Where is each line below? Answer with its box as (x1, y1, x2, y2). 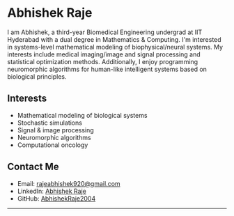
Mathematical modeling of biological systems (17, 111, 148, 119)
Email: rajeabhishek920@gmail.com (17, 179, 120, 187)
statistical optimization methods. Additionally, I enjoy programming (7, 57, 198, 65)
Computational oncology (17, 141, 88, 149)
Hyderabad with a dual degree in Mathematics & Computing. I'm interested (7, 35, 221, 43)
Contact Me (7, 161, 59, 173)
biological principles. (7, 72, 68, 81)
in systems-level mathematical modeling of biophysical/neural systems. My (7, 43, 224, 51)
